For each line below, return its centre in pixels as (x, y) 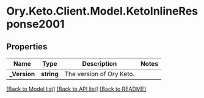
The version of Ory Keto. (100, 74)
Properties (27, 47)
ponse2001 (36, 24)
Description (100, 64)
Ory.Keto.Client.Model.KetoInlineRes (102, 11)
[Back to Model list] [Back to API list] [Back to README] (76, 89)
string (50, 74)
